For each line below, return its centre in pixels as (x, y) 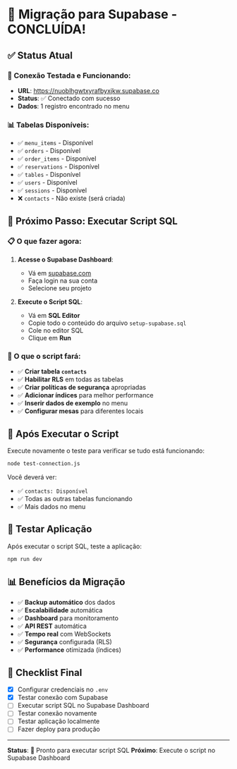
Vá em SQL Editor (54, 315)
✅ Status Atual (40, 55)
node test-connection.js (44, 463)
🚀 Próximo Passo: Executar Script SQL (92, 221)
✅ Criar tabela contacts (52, 371)
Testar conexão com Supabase (62, 698)
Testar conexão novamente (57, 713)
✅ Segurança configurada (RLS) (65, 642)
